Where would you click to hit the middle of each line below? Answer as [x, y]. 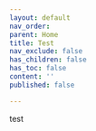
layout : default [40, 18]
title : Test [32, 43]
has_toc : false [38, 69]
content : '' [32, 77]
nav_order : [30, 26]
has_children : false [48, 60]
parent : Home [34, 34]
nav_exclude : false [46, 51]
